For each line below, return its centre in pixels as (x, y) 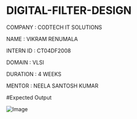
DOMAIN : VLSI (25, 62)
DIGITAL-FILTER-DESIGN (69, 11)
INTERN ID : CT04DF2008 (39, 50)
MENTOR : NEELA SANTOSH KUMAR (52, 86)
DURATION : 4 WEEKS (34, 74)
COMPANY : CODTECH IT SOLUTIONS (54, 27)
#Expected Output (29, 97)
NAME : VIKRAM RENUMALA (42, 39)
